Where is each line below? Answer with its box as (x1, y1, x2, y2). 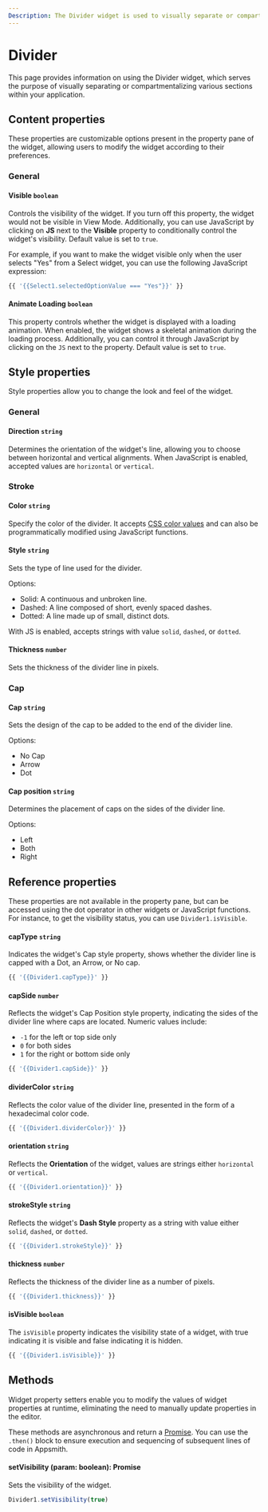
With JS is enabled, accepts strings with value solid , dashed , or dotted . (8, 627, 242, 636)
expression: (8, 266, 47, 276)
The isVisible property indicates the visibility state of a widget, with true (8, 1327, 249, 1337)
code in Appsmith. (8, 1444, 69, 1454)
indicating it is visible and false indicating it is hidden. (8, 1335, 183, 1345)
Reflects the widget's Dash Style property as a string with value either (8, 1218, 239, 1228)
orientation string (8, 1141, 69, 1151)
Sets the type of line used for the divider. (8, 563, 142, 572)
